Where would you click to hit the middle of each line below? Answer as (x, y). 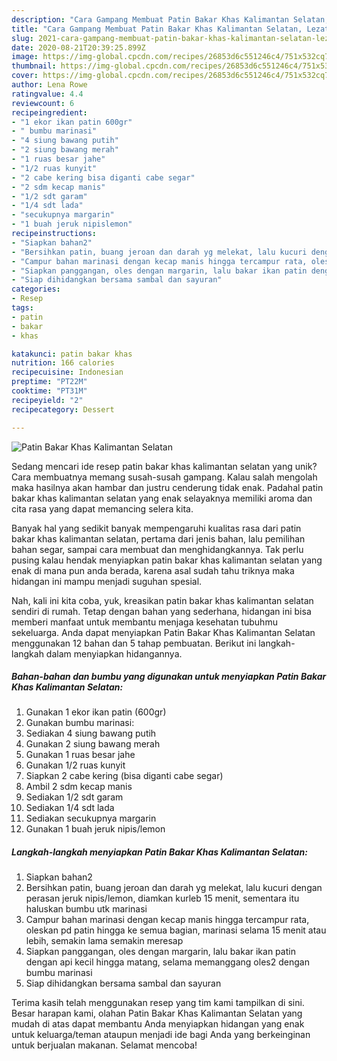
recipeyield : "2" (47, 400)
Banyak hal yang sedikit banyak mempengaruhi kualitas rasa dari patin (156, 528)
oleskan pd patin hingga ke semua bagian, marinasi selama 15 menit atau (176, 930)
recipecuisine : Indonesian (67, 372)
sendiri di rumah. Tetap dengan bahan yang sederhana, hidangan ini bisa (161, 611)
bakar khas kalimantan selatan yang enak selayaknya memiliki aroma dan (162, 498)
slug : (22, 38)
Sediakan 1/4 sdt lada (70, 808)
